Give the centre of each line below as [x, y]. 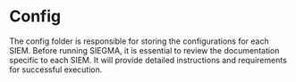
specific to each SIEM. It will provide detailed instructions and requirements [148, 60]
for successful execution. [56, 70]
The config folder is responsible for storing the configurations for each [140, 41]
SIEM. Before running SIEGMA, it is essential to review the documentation [144, 50]
